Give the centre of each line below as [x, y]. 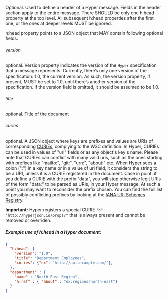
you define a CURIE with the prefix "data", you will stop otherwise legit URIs [83, 179]
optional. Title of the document [37, 114]
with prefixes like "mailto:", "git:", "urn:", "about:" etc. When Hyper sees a [81, 163]
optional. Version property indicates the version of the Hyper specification [81, 65]
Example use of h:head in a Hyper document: [53, 232]
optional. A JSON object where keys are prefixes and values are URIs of [79, 141]
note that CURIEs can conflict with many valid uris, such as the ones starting [84, 157]
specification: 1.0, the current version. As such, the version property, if [78, 76]
